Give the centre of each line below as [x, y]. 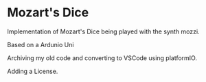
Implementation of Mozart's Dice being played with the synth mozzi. [104, 31]
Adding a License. [33, 71]
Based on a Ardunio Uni [41, 44]
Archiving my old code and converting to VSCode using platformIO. [102, 58]
